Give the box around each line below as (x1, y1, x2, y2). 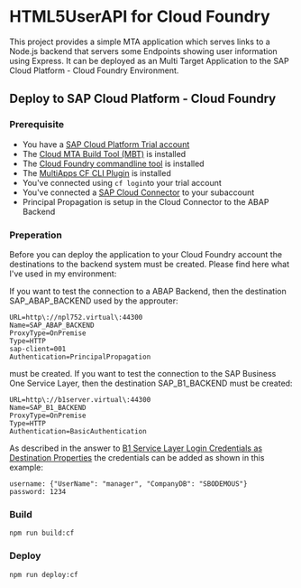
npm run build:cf (9, 528, 75, 538)
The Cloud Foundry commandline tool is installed (22, 158, 205, 169)
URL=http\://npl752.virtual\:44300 (9, 313, 143, 322)
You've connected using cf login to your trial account (22, 177, 223, 188)
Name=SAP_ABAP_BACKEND (9, 321, 95, 330)
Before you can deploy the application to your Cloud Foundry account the (9, 248, 282, 259)
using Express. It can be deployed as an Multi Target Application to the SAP (9, 55, 290, 66)
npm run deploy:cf (9, 570, 78, 579)
